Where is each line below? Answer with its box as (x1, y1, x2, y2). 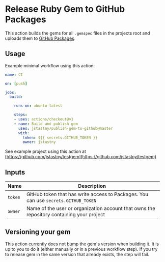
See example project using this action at (5, 148, 86, 154)
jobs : (5, 90, 16, 95)
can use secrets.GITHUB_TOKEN (26, 197, 97, 204)
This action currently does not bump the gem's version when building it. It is (5, 241, 159, 247)
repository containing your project (26, 211, 105, 218)
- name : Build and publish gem (14, 121, 78, 126)
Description (78, 183, 107, 190)
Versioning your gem (5, 228, 71, 236)
